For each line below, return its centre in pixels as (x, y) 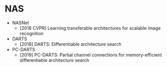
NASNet (20, 23)
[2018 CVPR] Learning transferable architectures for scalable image (90, 28)
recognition (32, 33)
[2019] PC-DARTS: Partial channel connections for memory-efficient (91, 55)
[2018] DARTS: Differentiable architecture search (71, 44)
